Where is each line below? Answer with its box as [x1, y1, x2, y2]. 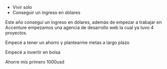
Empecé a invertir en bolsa [5, 49, 61, 55]
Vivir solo [12, 4, 32, 10]
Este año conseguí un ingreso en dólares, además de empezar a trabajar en [5, 19, 162, 25]
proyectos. [5, 30, 28, 35]
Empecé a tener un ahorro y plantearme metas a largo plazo [5, 39, 130, 45]
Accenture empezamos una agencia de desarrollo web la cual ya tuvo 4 [5, 24, 154, 30]
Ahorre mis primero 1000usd [5, 59, 64, 64]
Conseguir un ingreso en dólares [12, 9, 80, 15]
